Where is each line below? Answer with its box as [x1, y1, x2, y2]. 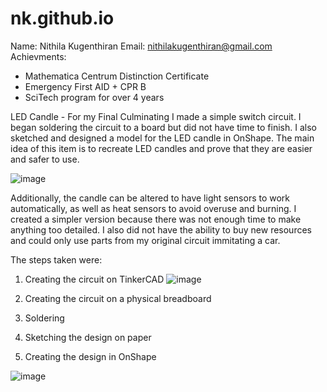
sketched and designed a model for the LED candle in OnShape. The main [10, 132, 315, 144]
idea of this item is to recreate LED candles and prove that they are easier [10, 142, 313, 154]
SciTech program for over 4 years [24, 91, 165, 103]
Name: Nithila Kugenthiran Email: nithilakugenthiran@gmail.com [10, 40, 273, 52]
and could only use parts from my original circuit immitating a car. [10, 234, 281, 246]
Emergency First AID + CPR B [24, 80, 147, 92]
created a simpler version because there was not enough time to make [10, 213, 302, 225]
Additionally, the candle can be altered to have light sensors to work [10, 192, 291, 204]
